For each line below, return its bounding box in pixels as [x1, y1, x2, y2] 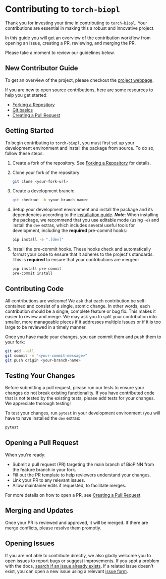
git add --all [5, 348, 35, 353]
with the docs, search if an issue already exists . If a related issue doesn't [5, 563, 154, 569]
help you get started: [5, 92, 48, 98]
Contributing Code [5, 285, 64, 293]
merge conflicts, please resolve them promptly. [5, 524, 102, 531]
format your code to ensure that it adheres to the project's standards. [12, 251, 154, 257]
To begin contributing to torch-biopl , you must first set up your [5, 140, 135, 146]
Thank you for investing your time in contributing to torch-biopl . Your [5, 20, 147, 26]
